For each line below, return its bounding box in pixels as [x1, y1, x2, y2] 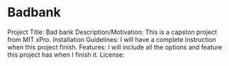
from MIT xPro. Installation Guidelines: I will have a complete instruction [7, 35, 216, 43]
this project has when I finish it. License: [7, 50, 125, 59]
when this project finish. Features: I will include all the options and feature [7, 43, 223, 51]
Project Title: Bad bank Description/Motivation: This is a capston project [7, 28, 218, 36]
